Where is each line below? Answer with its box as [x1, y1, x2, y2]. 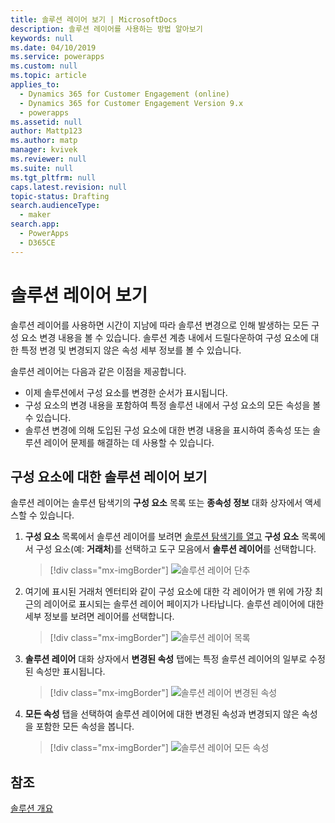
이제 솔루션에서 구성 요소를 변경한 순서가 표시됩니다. [24, 386, 228, 398]
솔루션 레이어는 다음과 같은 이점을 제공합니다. [10, 365, 187, 377]
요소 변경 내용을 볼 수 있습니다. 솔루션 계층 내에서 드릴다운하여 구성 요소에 [20, 331, 309, 343]
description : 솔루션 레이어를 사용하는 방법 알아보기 [10, 24, 203, 34]
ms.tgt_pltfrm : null [10, 172, 97, 183]
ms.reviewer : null [10, 154, 87, 164]
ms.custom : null [10, 61, 78, 71]
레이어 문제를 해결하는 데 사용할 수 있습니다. [43, 436, 215, 448]
